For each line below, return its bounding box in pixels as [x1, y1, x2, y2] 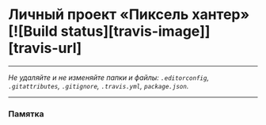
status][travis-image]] [60, 22, 211, 40]
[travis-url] [8, 40, 82, 57]
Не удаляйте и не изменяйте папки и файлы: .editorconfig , [8, 73, 210, 82]
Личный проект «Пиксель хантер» [8, 6, 250, 24]
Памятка [8, 108, 44, 119]
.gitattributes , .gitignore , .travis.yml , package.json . [8, 81, 189, 90]
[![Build [8, 22, 58, 40]
